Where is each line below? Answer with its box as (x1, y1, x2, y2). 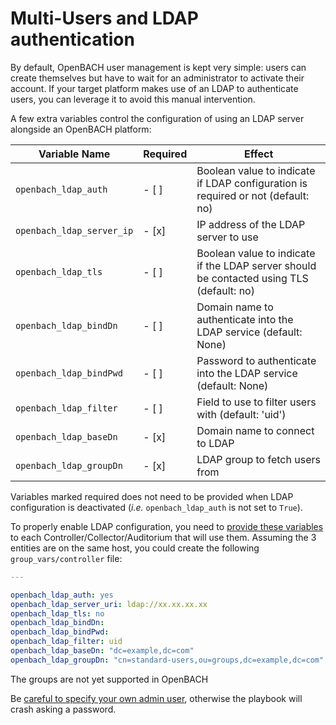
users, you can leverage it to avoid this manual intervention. (10, 93, 256, 105)
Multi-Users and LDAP (10, 7, 199, 30)
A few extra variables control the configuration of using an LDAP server (10, 112, 305, 124)
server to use (196, 230, 259, 244)
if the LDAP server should (196, 258, 317, 272)
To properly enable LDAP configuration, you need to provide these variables (10, 520, 324, 532)
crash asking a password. (10, 703, 117, 715)
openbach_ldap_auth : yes (10, 590, 114, 600)
